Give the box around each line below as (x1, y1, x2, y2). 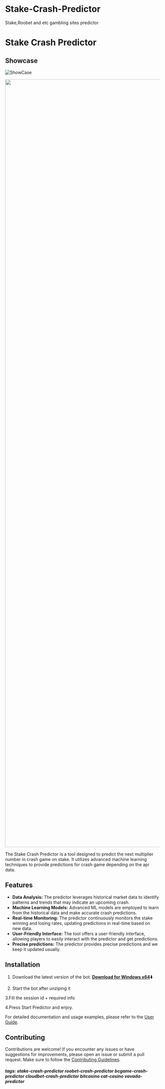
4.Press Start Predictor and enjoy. (5, 1004, 73, 1010)
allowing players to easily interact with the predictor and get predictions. (12, 936, 159, 942)
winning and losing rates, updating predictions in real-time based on (12, 920, 151, 926)
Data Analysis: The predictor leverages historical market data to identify (12, 894, 159, 900)
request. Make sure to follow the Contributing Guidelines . (5, 1057, 121, 1062)
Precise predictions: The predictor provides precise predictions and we (12, 941, 158, 947)
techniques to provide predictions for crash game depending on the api (5, 861, 149, 867)
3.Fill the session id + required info (5, 995, 75, 1001)
